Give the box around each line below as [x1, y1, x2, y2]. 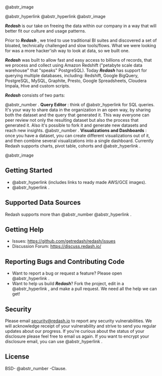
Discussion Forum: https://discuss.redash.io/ [12, 244, 102, 249]
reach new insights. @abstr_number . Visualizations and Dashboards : [5, 128, 147, 133]
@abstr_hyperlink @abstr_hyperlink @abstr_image [5, 14, 106, 19]
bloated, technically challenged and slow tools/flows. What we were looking [5, 43, 156, 48]
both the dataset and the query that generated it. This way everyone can [5, 112, 149, 118]
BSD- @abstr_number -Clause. [5, 365, 67, 371]
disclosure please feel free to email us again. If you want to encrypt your [5, 333, 149, 339]
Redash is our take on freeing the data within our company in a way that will [5, 23, 157, 29]
